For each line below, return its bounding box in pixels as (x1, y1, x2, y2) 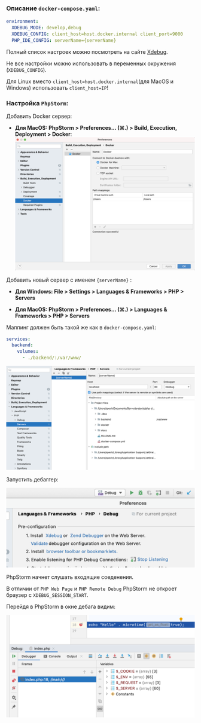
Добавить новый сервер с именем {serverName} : (6, 276, 132, 283)
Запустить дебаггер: (6, 476, 59, 483)
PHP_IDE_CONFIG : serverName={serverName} (11, 37, 117, 43)
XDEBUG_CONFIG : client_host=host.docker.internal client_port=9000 (11, 31, 184, 37)
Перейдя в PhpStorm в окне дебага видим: (6, 603, 115, 611)
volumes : (17, 349, 39, 355)
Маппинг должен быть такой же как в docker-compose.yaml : (6, 324, 157, 331)
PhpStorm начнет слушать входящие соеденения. (6, 573, 133, 581)
